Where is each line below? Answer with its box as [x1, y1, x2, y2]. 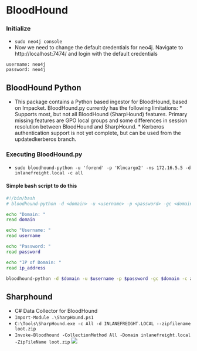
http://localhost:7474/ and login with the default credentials [14, 50, 158, 58]
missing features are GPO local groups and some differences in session [14, 117, 188, 124]
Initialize [6, 25, 31, 33]
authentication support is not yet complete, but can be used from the [14, 130, 181, 137]
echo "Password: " [6, 244, 51, 249]
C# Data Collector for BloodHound [14, 308, 98, 315]
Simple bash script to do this [6, 183, 77, 190]
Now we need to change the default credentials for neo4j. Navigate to [14, 44, 184, 51]
